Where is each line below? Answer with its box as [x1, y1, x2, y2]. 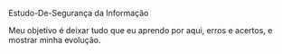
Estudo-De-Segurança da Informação [8, 8, 149, 18]
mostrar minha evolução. [8, 35, 101, 45]
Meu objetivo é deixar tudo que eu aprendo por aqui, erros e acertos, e [8, 25, 273, 35]
